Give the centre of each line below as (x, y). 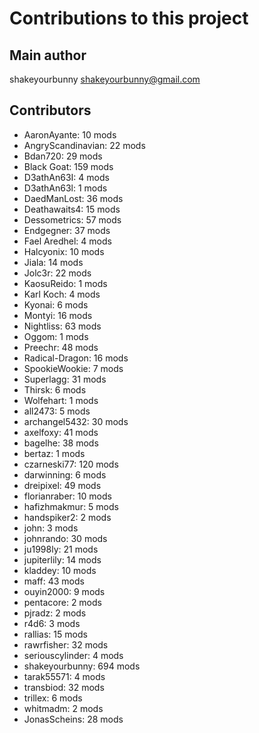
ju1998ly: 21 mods (61, 549)
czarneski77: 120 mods (71, 464)
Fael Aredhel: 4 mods (67, 241)
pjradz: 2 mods (55, 613)
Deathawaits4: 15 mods (72, 209)
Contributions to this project (129, 18)
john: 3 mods (51, 528)
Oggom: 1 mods (56, 336)
